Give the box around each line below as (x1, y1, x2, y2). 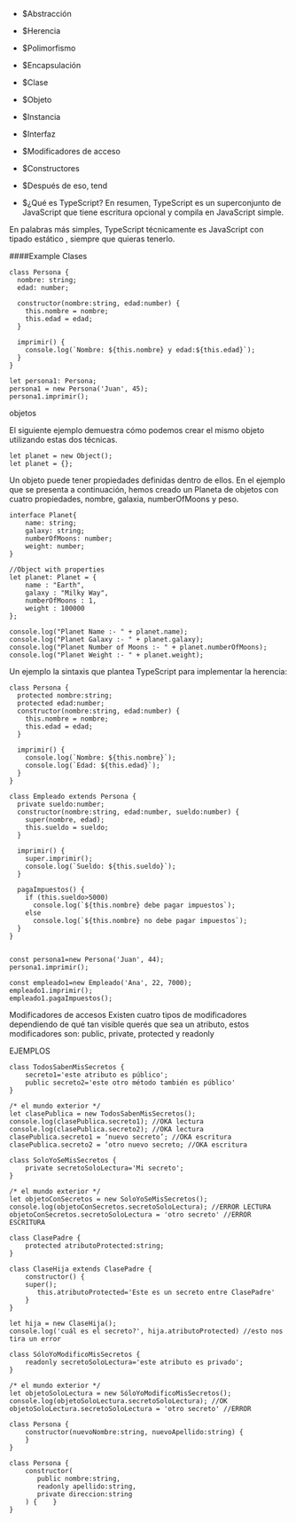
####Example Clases (9, 251, 88, 261)
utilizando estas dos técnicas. (9, 435, 118, 445)
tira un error (9, 1335, 62, 1344)
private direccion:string (36, 1490, 133, 1499)
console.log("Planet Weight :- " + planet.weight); (9, 651, 204, 659)
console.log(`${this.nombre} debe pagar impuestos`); (32, 901, 237, 910)
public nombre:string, (36, 1474, 121, 1483)
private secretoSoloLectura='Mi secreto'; (25, 1163, 184, 1172)
